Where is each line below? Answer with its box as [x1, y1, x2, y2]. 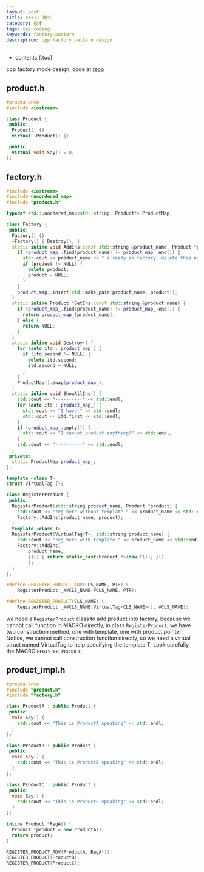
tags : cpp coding [6, 26, 50, 32]
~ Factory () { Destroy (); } [12, 238, 80, 244]
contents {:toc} [15, 54, 53, 61]
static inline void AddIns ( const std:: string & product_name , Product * [12, 244, 197, 250]
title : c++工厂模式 [6, 15, 52, 21]
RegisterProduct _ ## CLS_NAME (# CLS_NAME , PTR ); [17, 588, 137, 594]
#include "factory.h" [6, 692, 61, 699]
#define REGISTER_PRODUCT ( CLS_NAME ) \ [6, 599, 104, 605]
